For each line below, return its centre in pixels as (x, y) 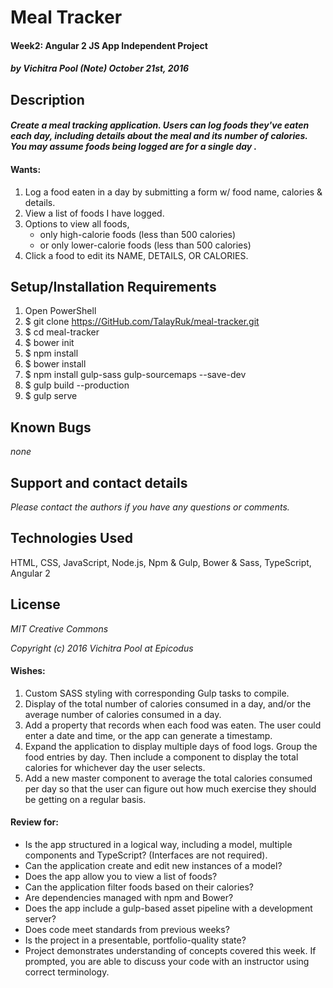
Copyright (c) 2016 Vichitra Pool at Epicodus (102, 648)
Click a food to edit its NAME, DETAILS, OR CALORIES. (136, 255)
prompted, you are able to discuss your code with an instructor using (167, 962)
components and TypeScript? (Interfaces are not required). (146, 855)
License (35, 604)
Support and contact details (99, 482)
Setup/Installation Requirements (113, 286)
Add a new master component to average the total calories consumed (168, 778)
